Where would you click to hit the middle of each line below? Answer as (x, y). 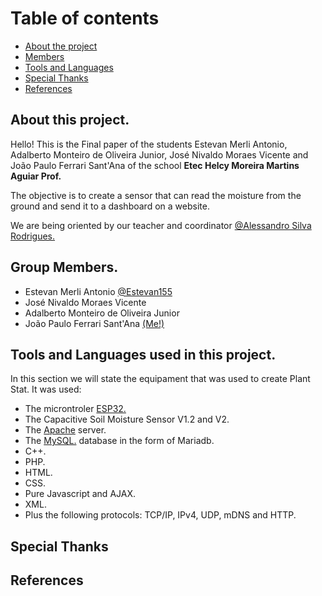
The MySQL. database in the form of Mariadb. (119, 441)
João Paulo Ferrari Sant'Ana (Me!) (94, 323)
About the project (61, 46)
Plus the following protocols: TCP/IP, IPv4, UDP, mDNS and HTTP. (160, 515)
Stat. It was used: (46, 389)
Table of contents (85, 18)
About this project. (70, 120)
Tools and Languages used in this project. (143, 354)
